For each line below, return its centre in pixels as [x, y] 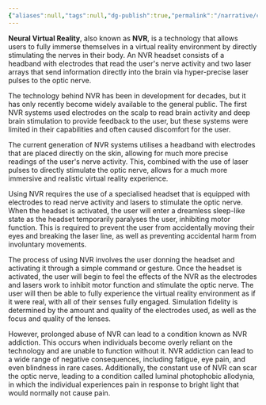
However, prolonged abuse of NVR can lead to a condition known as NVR [128, 334]
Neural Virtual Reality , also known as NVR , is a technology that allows [123, 38]
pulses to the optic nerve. [50, 80]
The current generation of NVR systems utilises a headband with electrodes [132, 144]
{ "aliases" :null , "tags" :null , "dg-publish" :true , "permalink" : [111, 15]
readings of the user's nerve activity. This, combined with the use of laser [128, 161]
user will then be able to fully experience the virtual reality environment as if [132, 293]
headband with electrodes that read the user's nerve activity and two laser [130, 63]
